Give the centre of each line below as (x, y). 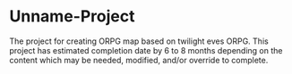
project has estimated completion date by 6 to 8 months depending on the (146, 50)
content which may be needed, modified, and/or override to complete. (139, 60)
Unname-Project (72, 16)
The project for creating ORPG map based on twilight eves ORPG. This (139, 41)
